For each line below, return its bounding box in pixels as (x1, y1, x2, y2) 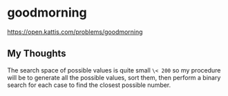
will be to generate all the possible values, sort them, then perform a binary (7, 73, 221, 81)
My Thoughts (7, 48, 67, 59)
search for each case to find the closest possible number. (7, 81, 171, 89)
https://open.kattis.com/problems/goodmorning (7, 28, 143, 36)
